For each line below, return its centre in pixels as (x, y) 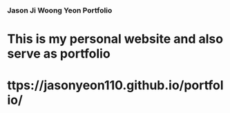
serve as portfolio (59, 54)
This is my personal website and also (115, 39)
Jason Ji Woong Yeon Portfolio (60, 10)
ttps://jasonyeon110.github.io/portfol (115, 86)
